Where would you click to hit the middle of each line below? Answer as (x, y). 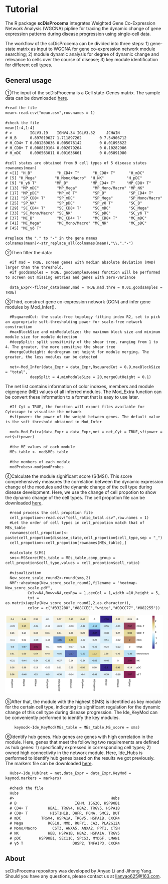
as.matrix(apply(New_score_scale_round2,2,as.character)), (68, 603)
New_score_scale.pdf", (29, 588)
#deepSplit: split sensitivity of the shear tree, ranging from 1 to (84, 342)
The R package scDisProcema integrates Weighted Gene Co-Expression (80, 23)
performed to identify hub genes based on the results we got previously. (80, 758)
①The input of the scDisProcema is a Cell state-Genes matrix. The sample (83, 93)
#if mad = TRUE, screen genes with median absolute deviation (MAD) (83, 262)
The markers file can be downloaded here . (49, 763)
